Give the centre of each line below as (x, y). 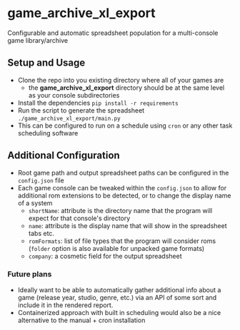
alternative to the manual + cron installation (81, 320)
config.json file (41, 180)
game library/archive (38, 40)
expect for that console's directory (79, 218)
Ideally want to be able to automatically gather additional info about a (119, 289)
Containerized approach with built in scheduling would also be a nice (119, 312)
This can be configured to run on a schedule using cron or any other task (125, 125)
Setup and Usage (46, 63)
